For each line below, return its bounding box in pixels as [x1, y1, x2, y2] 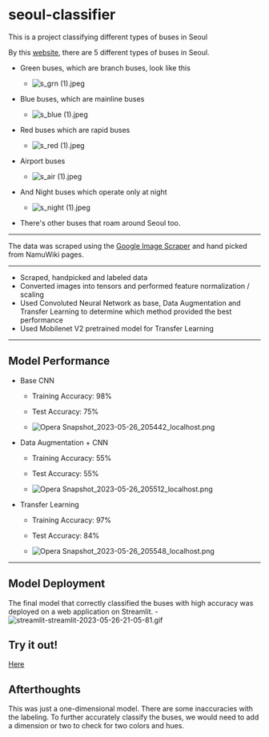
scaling [19, 290, 44, 299]
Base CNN [19, 375, 54, 385]
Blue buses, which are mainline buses [19, 94, 145, 103]
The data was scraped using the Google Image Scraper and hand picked [8, 241, 248, 250]
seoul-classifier [8, 6, 116, 24]
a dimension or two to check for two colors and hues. [8, 721, 184, 731]
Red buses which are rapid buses [19, 125, 130, 134]
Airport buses [19, 156, 66, 166]
